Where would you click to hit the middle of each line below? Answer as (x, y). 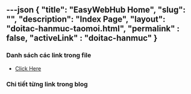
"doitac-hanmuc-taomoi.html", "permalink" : (93, 29)
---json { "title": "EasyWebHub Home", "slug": (96, 10)
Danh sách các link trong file (49, 55)
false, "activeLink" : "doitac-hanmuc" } (82, 38)
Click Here (28, 68)
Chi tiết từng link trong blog (47, 84)
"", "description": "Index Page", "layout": (86, 20)
